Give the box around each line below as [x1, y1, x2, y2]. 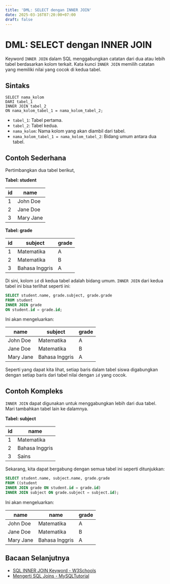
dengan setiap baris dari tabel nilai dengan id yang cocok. [5, 372, 127, 378]
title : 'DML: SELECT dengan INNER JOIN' [5, 7, 92, 13]
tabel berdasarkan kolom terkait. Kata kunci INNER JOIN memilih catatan [5, 61, 155, 67]
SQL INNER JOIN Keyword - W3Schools [12, 567, 96, 573]
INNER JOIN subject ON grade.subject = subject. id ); [5, 490, 119, 495]
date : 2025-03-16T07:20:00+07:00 [5, 12, 76, 17]
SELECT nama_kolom [5, 95, 44, 100]
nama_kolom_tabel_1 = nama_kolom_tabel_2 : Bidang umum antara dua [12, 134, 157, 140]
